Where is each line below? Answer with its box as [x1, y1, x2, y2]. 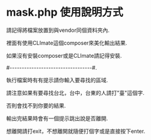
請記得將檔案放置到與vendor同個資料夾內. [6, 26, 110, 34]
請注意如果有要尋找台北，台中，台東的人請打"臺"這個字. [6, 89, 145, 96]
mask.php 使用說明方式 [6, 5, 123, 19]
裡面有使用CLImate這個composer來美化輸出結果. [6, 39, 128, 46]
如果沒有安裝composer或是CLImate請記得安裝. [6, 52, 122, 59]
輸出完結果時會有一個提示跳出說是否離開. [6, 115, 108, 122]
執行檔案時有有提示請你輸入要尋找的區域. [6, 76, 108, 84]
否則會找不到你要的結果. [6, 102, 66, 109]
